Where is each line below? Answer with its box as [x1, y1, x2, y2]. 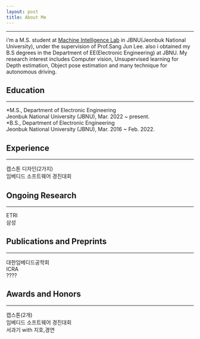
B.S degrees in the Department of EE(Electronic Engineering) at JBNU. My [6, 49, 187, 56]
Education [6, 85, 45, 95]
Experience [6, 143, 49, 153]
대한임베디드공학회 [6, 258, 49, 266]
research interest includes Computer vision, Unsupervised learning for [6, 55, 179, 63]
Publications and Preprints [6, 236, 107, 246]
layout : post [6, 8, 39, 15]
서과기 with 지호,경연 [6, 326, 55, 333]
